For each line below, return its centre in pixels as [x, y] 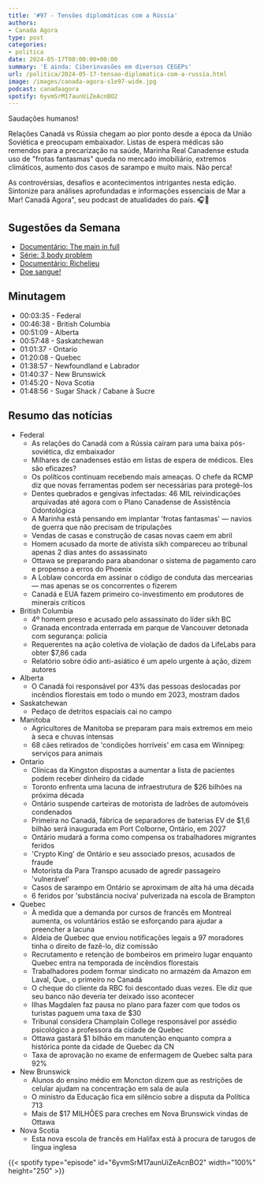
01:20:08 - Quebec [50, 357]
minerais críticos [58, 602]
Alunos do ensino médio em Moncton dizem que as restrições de [137, 1080]
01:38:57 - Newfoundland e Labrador [80, 366]
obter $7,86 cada [59, 652]
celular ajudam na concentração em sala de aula [110, 1088]
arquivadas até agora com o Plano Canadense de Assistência [131, 502]
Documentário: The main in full [69, 247]
